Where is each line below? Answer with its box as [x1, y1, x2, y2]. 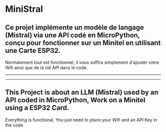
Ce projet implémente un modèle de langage [5, 23, 144, 32]
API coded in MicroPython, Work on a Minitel [5, 96, 146, 104]
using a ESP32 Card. [5, 104, 69, 112]
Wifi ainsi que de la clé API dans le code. [5, 65, 88, 70]
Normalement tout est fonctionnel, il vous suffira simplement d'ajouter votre [5, 59, 159, 65]
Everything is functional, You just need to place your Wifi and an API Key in [5, 117, 157, 123]
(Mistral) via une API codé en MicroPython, [5, 31, 140, 39]
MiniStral [5, 3, 43, 15]
